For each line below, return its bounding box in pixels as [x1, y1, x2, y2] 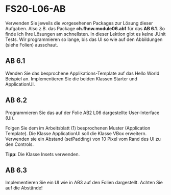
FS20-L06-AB [5, 3, 66, 15]
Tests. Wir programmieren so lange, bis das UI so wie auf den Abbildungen [5, 36, 163, 42]
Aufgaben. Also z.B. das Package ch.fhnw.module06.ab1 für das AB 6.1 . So [5, 25, 165, 31]
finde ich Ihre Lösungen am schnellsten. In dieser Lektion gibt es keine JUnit [5, 31, 166, 37]
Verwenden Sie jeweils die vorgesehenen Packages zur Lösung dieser [5, 20, 153, 26]
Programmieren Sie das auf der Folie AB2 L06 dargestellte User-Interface [5, 110, 160, 116]
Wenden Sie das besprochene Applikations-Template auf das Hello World [5, 70, 160, 76]
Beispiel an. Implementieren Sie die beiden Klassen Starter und [5, 75, 138, 82]
